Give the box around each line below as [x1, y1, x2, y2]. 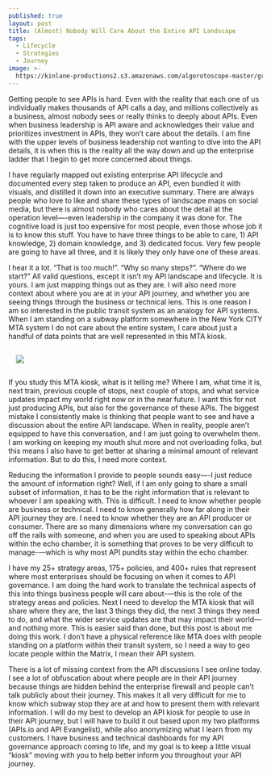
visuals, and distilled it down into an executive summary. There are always [8, 187, 255, 196]
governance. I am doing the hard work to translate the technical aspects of [8, 580, 256, 589]
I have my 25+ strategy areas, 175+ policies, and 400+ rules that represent [8, 563, 256, 573]
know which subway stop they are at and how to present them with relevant [8, 698, 260, 708]
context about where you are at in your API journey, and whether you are [8, 288, 250, 298]
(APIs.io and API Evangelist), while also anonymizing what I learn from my [8, 724, 252, 734]
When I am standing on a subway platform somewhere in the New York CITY [8, 314, 263, 324]
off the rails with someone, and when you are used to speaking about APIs [8, 530, 256, 539]
